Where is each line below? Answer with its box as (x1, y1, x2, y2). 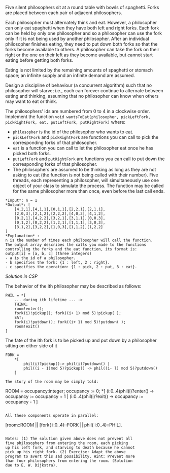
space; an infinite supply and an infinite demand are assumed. (5, 72, 135, 78)
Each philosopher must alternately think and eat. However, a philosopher (5, 20, 157, 25)
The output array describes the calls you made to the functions (5, 242, 146, 247)
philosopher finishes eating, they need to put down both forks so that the (5, 41, 158, 47)
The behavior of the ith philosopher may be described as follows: (5, 283, 142, 289)
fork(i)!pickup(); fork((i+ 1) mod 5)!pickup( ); (14, 311, 122, 316)
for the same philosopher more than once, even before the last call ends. (12, 188, 165, 194)
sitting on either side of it (5, 343, 57, 349)
